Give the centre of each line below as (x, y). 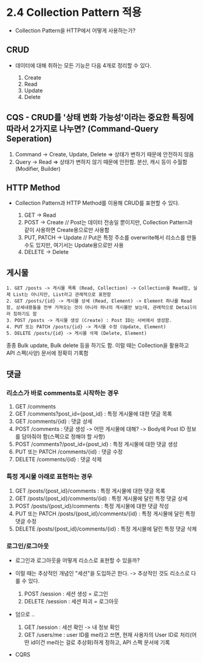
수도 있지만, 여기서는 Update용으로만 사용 (74, 245)
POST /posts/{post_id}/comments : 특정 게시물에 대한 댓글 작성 (92, 506)
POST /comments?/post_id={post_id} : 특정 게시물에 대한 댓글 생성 (96, 444)
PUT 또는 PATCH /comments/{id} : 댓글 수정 (69, 452)
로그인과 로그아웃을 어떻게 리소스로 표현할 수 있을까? (77, 560)
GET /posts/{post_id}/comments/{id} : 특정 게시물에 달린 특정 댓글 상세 (101, 498)
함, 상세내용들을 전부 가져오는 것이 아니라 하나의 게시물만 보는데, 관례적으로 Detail (99, 307)
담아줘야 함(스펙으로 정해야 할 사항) (63, 436)
